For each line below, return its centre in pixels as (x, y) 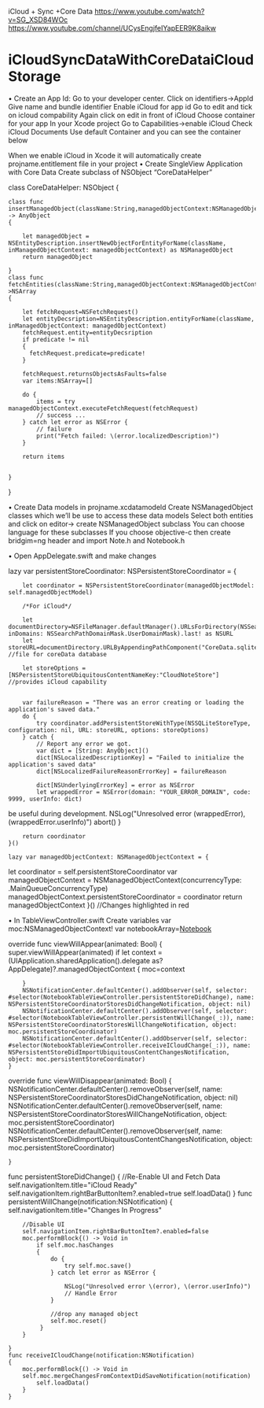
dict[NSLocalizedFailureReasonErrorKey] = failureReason (131, 771)
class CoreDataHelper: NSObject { (64, 187)
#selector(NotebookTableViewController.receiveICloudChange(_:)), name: (130, 1045)
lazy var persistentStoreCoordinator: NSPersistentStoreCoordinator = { (123, 571)
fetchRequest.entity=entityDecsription (88, 333)
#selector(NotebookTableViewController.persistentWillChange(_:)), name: (132, 1018)
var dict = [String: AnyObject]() (93, 751)
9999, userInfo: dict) (45, 799)
